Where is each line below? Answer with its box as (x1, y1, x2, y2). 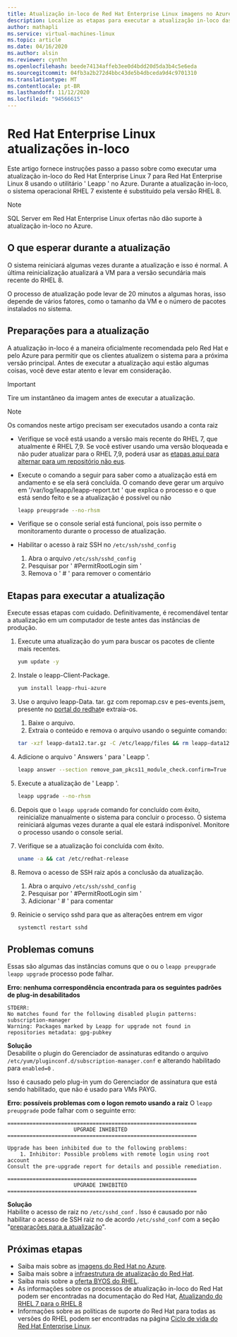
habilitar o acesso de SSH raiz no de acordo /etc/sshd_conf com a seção (7, 1215, 220, 1224)
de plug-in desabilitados (7, 991, 80, 999)
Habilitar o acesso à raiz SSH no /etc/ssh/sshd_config (17, 540, 176, 549)
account (7, 1157, 30, 1164)
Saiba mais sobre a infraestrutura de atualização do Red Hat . (17, 1269, 195, 1278)
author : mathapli (7, 23, 59, 30)
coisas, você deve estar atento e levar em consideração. (7, 366, 171, 375)
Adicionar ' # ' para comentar (28, 897, 114, 905)
